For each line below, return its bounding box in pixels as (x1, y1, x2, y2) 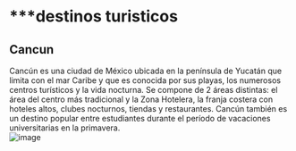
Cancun (9, 42, 55, 57)
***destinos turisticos (9, 6, 179, 27)
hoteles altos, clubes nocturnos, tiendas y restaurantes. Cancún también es (9, 104, 288, 113)
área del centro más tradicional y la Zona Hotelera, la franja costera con (9, 94, 274, 105)
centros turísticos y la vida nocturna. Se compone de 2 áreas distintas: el (9, 85, 278, 95)
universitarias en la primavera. (9, 122, 121, 133)
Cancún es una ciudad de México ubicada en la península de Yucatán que (9, 65, 283, 76)
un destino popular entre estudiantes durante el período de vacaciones (9, 113, 271, 123)
